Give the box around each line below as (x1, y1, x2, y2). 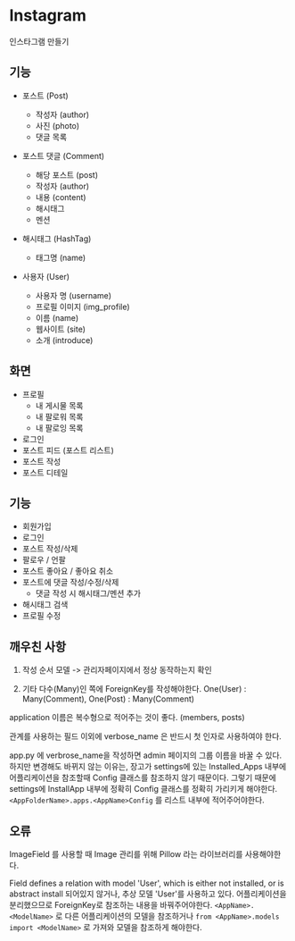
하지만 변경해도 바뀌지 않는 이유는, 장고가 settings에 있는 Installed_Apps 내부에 (9, 761, 287, 772)
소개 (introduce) (35, 334, 94, 345)
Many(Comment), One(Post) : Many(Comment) (21, 693, 194, 704)
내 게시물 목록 (35, 399, 84, 411)
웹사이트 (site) (35, 323, 86, 334)
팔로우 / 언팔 (21, 555, 67, 566)
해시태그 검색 (21, 600, 69, 610)
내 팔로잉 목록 (35, 422, 84, 433)
